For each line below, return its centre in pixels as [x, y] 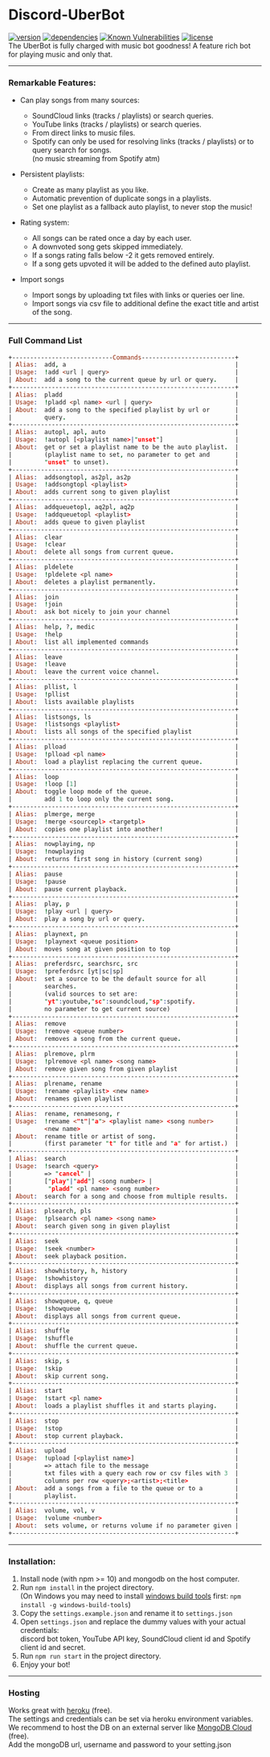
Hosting [24, 1693]
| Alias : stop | [124, 1421]
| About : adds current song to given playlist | [124, 492]
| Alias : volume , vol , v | [124, 1511]
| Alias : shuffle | [124, 1331]
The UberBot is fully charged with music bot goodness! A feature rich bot [129, 45]
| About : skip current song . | [124, 1376]
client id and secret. [53, 1647]
